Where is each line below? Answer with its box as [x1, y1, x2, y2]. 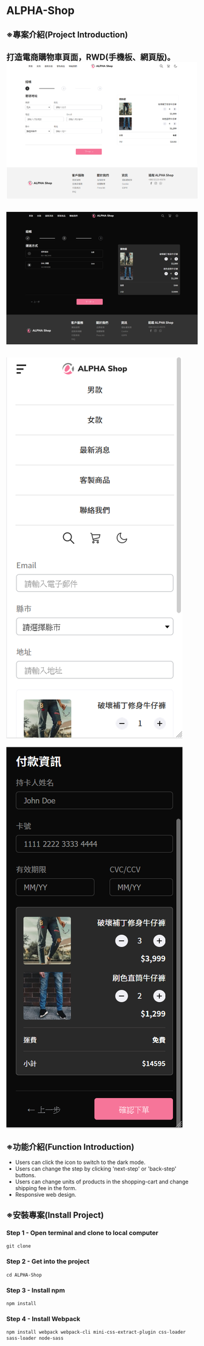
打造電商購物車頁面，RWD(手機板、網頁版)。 [6, 52, 175, 62]
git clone [6, 1243, 32, 1249]
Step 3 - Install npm [6, 1286, 66, 1294]
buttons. [15, 1171, 36, 1179]
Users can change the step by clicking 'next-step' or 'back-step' [15, 1165, 177, 1172]
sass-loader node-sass [6, 1335, 64, 1342]
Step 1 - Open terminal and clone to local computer [6, 1228, 159, 1237]
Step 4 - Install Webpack [6, 1314, 81, 1323]
